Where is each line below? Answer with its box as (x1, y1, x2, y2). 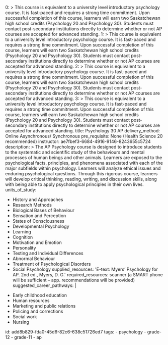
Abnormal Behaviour (12, 256, 55, 262)
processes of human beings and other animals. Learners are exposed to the (5, 155, 162, 161)
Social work (12, 314, 37, 320)
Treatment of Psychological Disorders (12, 261, 91, 267)
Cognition (12, 234, 33, 240)
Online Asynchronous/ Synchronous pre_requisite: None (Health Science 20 (5, 133, 163, 139)
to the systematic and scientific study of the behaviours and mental (5, 149, 145, 155)
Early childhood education (12, 292, 67, 298)
